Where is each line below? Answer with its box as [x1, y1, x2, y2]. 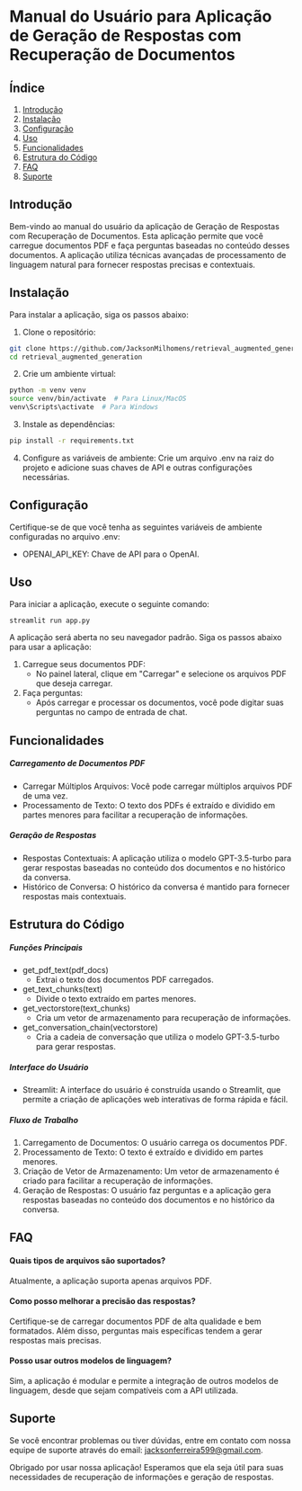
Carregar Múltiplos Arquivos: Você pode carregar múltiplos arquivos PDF [22, 781, 293, 791]
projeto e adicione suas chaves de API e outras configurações [22, 461, 253, 473]
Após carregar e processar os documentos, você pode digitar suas [35, 697, 285, 708]
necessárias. [22, 471, 70, 482]
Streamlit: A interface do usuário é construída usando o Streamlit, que [22, 1085, 281, 1095]
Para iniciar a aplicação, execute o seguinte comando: [9, 598, 209, 609]
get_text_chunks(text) [22, 984, 103, 995]
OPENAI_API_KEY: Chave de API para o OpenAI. [22, 549, 200, 559]
